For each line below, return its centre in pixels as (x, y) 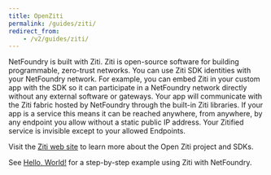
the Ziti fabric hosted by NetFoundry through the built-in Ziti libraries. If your (136, 105)
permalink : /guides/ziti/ (52, 24)
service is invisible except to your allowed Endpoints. (97, 131)
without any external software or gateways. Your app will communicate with (135, 96)
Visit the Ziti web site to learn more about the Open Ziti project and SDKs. (131, 147)
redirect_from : (34, 31)
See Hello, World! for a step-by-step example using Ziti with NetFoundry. (130, 163)
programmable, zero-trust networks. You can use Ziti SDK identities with (130, 71)
